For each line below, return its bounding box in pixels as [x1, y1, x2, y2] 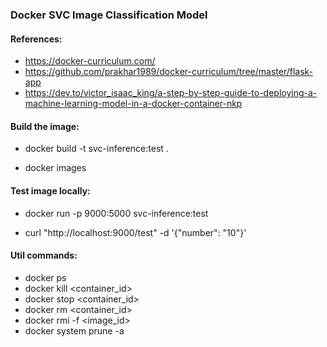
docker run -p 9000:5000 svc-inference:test [24, 207, 209, 219]
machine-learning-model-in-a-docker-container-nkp [24, 98, 243, 110]
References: [10, 33, 63, 45]
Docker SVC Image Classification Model [10, 8, 208, 22]
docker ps [24, 271, 67, 283]
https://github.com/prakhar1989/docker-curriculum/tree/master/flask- [24, 66, 314, 78]
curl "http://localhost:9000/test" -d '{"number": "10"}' [24, 226, 247, 238]
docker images [24, 162, 87, 174]
